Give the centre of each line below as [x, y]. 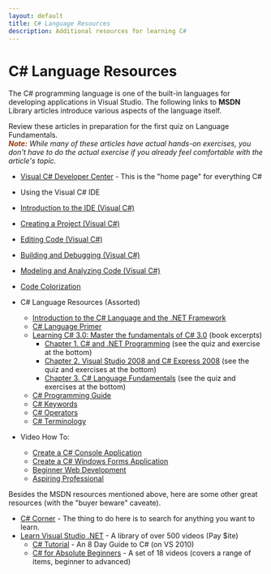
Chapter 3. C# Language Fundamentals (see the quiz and [140, 379]
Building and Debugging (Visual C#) [80, 255]
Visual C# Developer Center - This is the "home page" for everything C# [141, 177]
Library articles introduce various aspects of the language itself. [115, 111]
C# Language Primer [67, 327]
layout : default [36, 16]
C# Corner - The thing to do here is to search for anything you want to [138, 519]
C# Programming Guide [72, 396]
